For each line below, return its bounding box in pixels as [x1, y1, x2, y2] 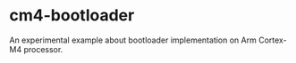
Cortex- [258, 35, 288, 45]
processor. [23, 43, 63, 54]
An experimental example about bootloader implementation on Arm [9, 35, 257, 45]
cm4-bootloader [9, 5, 135, 26]
